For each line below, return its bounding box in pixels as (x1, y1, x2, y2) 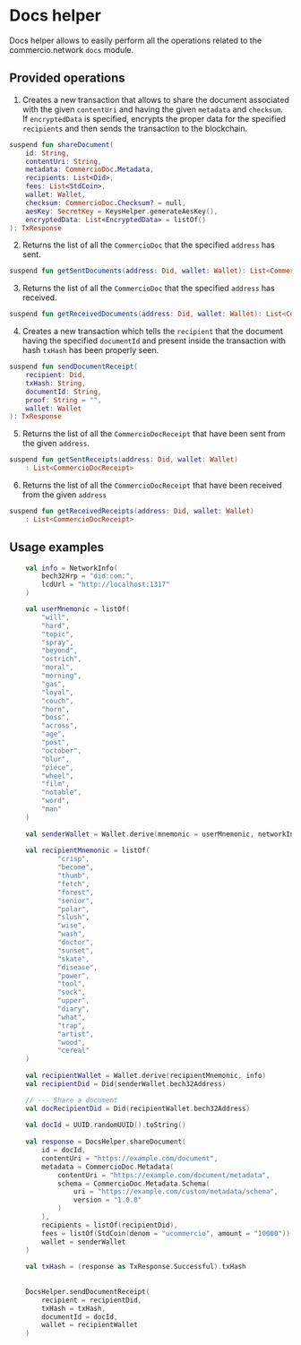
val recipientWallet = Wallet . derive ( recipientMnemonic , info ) (25, 1072, 267, 1081)
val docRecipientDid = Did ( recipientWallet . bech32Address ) (25, 1104, 251, 1113)
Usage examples (9, 539, 105, 556)
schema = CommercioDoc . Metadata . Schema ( (56, 1179, 211, 1188)
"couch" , (41, 696, 74, 705)
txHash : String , (25, 378, 87, 388)
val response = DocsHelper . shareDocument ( (25, 1137, 186, 1147)
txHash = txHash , (41, 1304, 106, 1313)
